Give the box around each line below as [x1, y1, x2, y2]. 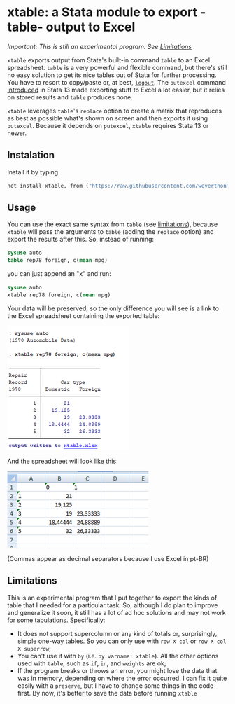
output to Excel [45, 19, 136, 35]
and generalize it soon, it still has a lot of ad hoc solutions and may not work [7, 608, 226, 616]
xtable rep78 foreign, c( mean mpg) [7, 291, 111, 298]
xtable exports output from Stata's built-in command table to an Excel [7, 55, 211, 64]
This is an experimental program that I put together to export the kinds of [7, 593, 218, 602]
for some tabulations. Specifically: [7, 616, 106, 624]
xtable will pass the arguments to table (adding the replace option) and [7, 228, 215, 236]
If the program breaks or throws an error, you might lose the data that [17, 666, 218, 675]
